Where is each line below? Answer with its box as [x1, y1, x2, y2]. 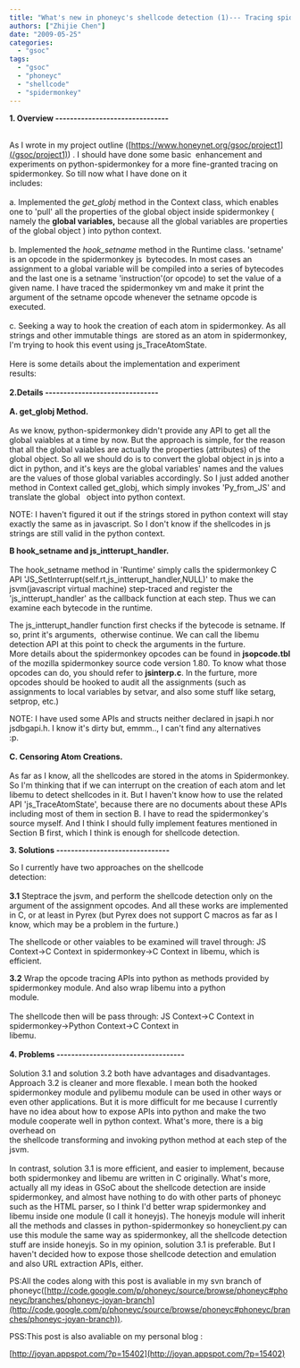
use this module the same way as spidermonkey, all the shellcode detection [9, 1229, 287, 1240]
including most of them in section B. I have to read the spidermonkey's [9, 808, 270, 819]
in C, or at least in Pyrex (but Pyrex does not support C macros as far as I [9, 910, 278, 920]
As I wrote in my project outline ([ [9, 140, 132, 150]
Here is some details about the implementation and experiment [9, 358, 241, 369]
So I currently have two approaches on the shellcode [9, 861, 204, 873]
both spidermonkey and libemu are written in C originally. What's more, [9, 1172, 271, 1183]
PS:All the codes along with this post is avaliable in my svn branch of [9, 1275, 262, 1286]
